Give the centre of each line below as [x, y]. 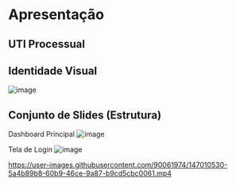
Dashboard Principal [42, 134]
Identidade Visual [53, 70]
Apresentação [56, 15]
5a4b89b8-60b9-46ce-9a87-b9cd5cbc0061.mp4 [90, 173]
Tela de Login [31, 149]
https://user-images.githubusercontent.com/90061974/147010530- [118, 165]
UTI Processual [47, 44]
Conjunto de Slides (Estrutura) [85, 115]
